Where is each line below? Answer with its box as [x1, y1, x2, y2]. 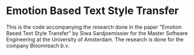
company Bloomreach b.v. [6, 42, 70, 49]
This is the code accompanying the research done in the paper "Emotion [6, 23, 182, 30]
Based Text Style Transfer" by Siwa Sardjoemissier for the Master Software [6, 29, 188, 36]
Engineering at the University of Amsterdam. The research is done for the [6, 36, 184, 43]
